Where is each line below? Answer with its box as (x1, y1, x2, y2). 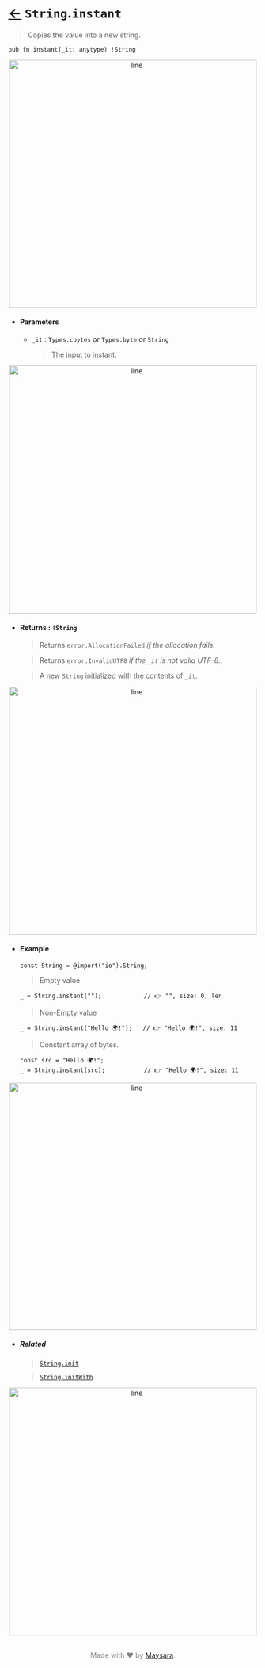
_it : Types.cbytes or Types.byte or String (31, 335, 169, 344)
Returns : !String (19, 622, 78, 632)
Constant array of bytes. (39, 1039, 119, 1050)
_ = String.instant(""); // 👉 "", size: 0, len (19, 992, 223, 1000)
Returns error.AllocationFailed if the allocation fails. (39, 641, 215, 650)
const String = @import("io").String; (19, 962, 148, 970)
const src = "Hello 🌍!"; (19, 1056, 104, 1064)
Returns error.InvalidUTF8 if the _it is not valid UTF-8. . (39, 656, 223, 665)
